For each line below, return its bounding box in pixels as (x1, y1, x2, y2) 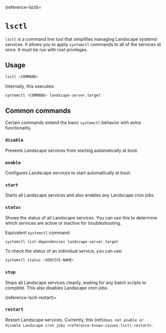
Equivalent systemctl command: (5, 229, 71, 235)
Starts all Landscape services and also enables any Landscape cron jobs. (5, 192, 155, 198)
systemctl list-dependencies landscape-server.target (5, 239, 119, 244)
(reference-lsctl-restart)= (5, 294, 57, 300)
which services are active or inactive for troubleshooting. (5, 220, 121, 226)
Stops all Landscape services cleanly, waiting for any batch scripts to (5, 279, 147, 285)
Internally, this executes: (5, 83, 55, 89)
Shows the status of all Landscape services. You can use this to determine (5, 214, 158, 220)
